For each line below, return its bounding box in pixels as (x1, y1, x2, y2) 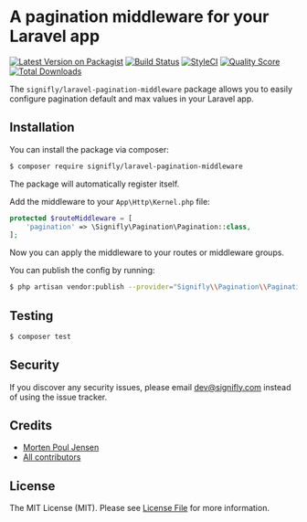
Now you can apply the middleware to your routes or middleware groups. (9, 247, 285, 258)
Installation (9, 120, 75, 135)
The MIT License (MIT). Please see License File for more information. (9, 503, 270, 514)
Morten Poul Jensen (22, 442, 100, 453)
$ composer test (9, 332, 71, 341)
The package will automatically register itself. (9, 178, 180, 189)
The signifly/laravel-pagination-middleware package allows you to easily (9, 83, 293, 94)
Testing (9, 308, 54, 324)
